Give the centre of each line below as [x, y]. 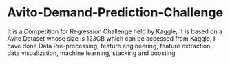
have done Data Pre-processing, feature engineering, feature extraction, [109, 46]
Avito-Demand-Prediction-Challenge [115, 13]
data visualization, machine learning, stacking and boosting [91, 53]
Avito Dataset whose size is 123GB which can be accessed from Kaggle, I [111, 38]
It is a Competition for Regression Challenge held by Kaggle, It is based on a [115, 31]
